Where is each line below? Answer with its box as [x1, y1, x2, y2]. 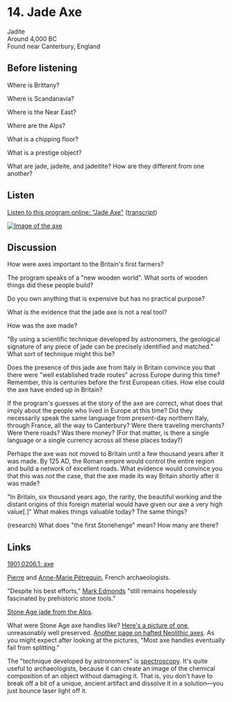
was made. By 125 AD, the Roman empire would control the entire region [7, 457, 215, 466]
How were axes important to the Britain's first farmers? [7, 260, 165, 268]
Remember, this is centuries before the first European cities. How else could [7, 378, 224, 387]
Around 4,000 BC [7, 34, 58, 43]
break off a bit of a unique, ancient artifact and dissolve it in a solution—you [7, 679, 224, 687]
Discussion [7, 241, 57, 253]
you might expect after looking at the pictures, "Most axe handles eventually [7, 636, 226, 645]
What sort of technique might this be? [7, 350, 115, 358]
